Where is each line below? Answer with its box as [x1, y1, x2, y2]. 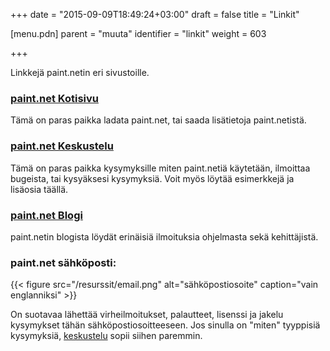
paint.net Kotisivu [10, 91, 100, 105]
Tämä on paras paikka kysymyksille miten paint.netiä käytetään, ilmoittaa [10, 162, 311, 174]
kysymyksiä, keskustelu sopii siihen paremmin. [10, 330, 203, 342]
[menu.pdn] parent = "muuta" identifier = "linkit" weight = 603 [10, 28, 267, 39]
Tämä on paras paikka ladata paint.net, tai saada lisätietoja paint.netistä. [10, 114, 307, 126]
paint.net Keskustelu [10, 139, 114, 153]
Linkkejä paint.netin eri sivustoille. [10, 67, 150, 78]
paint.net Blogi [10, 208, 83, 222]
